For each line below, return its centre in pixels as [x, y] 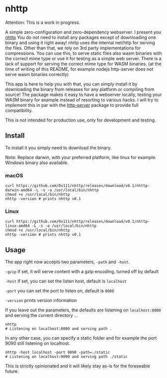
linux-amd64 [17, 226]
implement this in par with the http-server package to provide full [72, 105]
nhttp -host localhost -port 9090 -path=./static [58, 353]
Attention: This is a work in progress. [43, 22]
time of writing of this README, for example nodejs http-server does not [79, 69]
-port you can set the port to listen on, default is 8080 [60, 291]
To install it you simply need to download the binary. [58, 148]
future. [12, 372]
